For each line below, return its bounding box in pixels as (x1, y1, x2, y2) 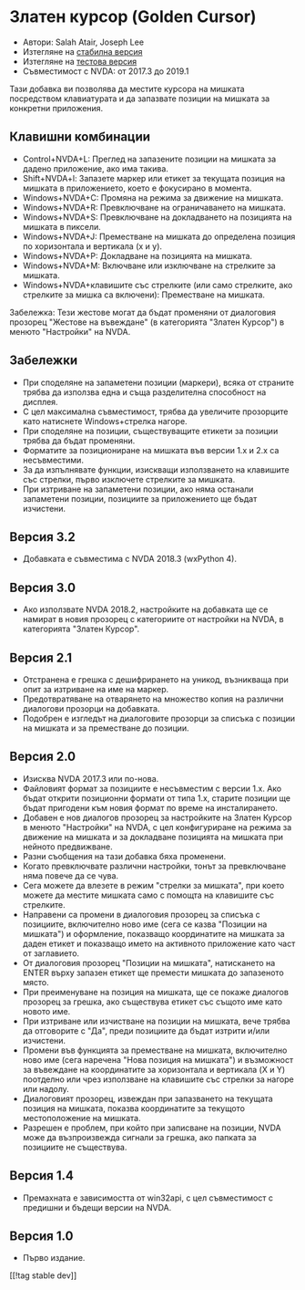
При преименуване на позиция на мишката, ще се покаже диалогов (22, 986, 290, 997)
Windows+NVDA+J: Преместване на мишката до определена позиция (22, 231, 296, 242)
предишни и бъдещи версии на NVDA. (22, 1202, 172, 1212)
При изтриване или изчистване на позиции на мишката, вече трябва (22, 1015, 291, 1026)
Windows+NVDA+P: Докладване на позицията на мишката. (22, 250, 253, 261)
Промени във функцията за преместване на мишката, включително (22, 1045, 288, 1056)
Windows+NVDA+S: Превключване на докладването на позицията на (22, 212, 293, 223)
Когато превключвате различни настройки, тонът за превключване (22, 860, 287, 871)
